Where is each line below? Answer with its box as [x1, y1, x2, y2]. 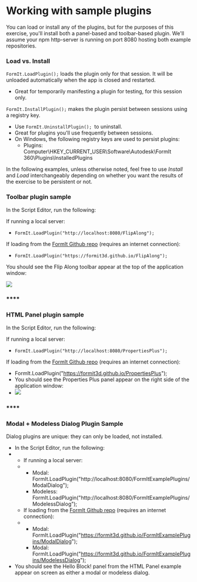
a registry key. [6, 112, 41, 119]
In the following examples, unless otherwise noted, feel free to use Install [6, 166, 183, 173]
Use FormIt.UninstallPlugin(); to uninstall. [14, 123, 122, 130]
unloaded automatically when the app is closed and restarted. [6, 76, 156, 83]
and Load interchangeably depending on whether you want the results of [6, 172, 183, 179]
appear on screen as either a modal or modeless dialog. [14, 568, 150, 576]
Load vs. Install [6, 57, 51, 65]
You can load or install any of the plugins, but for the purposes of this [6, 23, 174, 31]
